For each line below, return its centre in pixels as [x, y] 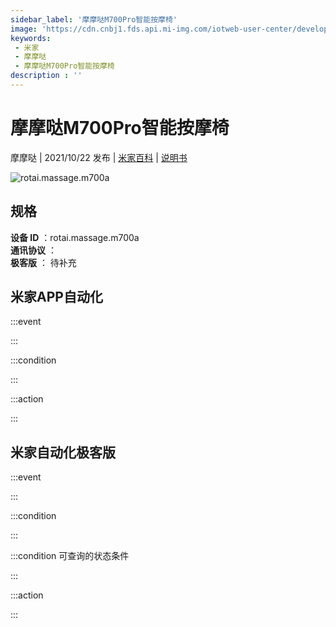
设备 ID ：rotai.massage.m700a [75, 237]
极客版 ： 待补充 [43, 262]
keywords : [31, 38]
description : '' [46, 76]
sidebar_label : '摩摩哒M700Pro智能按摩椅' [94, 19]
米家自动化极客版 [63, 452]
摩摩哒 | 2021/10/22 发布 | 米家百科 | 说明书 [99, 157]
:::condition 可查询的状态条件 [70, 556]
